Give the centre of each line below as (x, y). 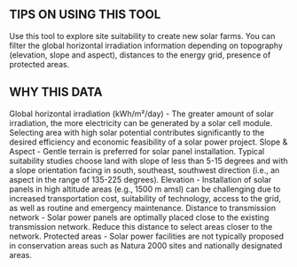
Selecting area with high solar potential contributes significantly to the (137, 132)
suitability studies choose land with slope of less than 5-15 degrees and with (148, 161)
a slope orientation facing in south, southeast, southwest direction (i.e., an (145, 170)
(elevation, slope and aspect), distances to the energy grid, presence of (140, 55)
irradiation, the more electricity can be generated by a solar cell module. (141, 122)
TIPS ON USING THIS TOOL (85, 15)
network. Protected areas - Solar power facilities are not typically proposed (147, 236)
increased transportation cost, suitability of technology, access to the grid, (145, 198)
